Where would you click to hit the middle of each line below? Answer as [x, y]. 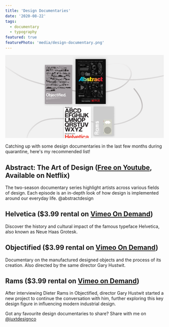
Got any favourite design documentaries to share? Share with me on [76, 314]
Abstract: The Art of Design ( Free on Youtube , [79, 168]
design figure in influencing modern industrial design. [61, 304]
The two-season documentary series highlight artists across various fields [82, 188]
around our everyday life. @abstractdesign [50, 198]
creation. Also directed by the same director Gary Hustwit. [65, 265]
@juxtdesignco [21, 319]
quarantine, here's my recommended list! [48, 152]
